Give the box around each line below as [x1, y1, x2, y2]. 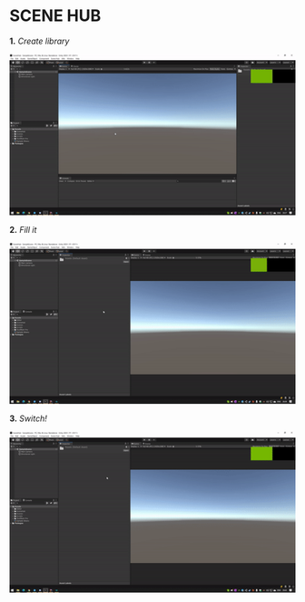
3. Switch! [9, 413, 47, 424]
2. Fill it [9, 224, 37, 235]
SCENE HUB [9, 5, 102, 26]
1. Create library [9, 35, 70, 46]
